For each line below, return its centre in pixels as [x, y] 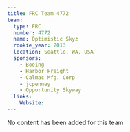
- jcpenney [35, 84]
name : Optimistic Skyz [46, 39]
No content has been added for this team [65, 122]
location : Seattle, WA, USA [54, 52]
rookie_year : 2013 [40, 45]
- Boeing [32, 65]
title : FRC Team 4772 [38, 13]
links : [23, 97]
